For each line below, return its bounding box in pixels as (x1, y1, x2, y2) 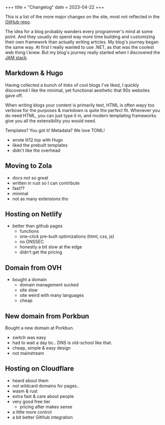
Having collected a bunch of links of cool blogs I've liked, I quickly (5, 82, 139, 88)
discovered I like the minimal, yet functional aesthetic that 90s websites (5, 87, 150, 93)
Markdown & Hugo (5, 69, 64, 77)
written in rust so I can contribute (12, 180, 80, 186)
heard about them (12, 377, 49, 384)
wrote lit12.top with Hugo (12, 137, 63, 142)
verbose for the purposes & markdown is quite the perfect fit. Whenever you (5, 107, 160, 113)
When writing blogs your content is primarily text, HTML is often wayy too (5, 102, 155, 108)
